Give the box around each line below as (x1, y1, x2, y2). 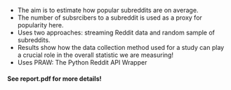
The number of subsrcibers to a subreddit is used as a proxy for (17, 13, 202, 22)
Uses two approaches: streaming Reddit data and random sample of (17, 28, 216, 37)
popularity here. (17, 21, 64, 29)
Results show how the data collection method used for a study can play (17, 44, 225, 51)
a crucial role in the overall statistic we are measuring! (17, 51, 174, 59)
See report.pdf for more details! (7, 74, 102, 83)
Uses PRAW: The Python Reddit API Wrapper (17, 58, 147, 66)
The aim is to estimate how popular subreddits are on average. (17, 6, 199, 14)
